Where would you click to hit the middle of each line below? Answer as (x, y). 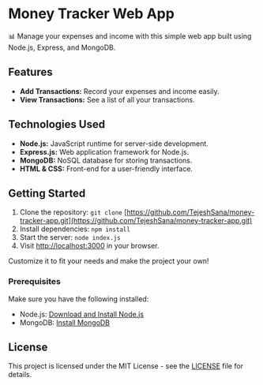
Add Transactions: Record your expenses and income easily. (119, 91)
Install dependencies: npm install (75, 229)
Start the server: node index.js (70, 237)
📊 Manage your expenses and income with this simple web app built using (130, 36)
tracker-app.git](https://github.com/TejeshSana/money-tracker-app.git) (136, 221)
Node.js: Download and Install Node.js (82, 314)
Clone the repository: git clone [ (73, 212)
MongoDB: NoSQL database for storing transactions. (106, 160)
